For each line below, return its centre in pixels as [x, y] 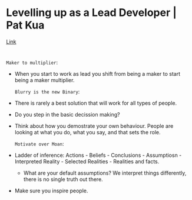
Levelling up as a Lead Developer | [91, 13]
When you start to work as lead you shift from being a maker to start [97, 74]
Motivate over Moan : [39, 144]
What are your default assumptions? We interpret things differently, [105, 173]
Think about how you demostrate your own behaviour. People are [94, 126]
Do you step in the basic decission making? [67, 115]
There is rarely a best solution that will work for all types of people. [96, 103]
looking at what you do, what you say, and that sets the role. [87, 133]
